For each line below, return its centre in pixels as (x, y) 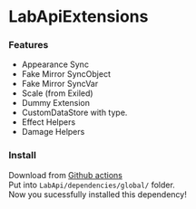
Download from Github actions (66, 175)
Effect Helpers (49, 122)
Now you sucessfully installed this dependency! (98, 194)
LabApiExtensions (78, 17)
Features (29, 45)
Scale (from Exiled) (57, 93)
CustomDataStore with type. (74, 113)
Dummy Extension (55, 103)
